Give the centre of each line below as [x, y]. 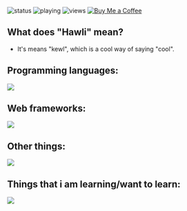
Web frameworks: [47, 109]
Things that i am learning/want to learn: [94, 184]
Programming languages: [63, 71]
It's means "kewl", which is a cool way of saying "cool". [96, 49]
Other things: [36, 146]
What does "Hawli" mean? [66, 32]
